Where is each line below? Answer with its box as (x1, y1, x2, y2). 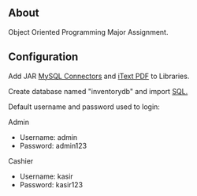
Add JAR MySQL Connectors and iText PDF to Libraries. (8, 71, 190, 81)
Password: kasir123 (19, 179, 84, 189)
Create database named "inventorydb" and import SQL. (8, 86, 188, 96)
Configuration (8, 51, 79, 64)
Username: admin (19, 132, 78, 141)
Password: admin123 (19, 141, 87, 150)
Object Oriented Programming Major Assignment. (8, 27, 169, 36)
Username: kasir (19, 171, 73, 181)
